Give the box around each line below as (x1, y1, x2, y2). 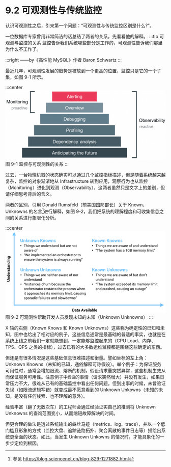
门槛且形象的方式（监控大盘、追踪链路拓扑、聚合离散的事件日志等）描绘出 (5, 427, 161, 433)
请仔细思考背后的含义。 (5, 190, 54, 197)
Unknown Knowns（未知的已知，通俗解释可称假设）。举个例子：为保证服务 (5, 361, 162, 367)
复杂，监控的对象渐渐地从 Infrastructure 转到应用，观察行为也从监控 (5, 178, 148, 184)
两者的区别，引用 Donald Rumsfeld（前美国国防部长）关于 (5, 202, 127, 208)
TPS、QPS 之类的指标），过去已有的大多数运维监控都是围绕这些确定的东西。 (5, 344, 165, 350)
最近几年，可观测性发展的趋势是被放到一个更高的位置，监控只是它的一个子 (5, 67, 161, 74)
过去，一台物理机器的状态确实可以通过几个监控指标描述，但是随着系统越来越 (5, 172, 166, 178)
